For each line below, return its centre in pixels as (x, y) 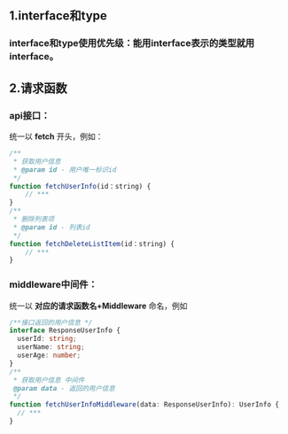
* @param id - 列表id (51, 227)
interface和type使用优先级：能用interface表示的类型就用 (132, 43)
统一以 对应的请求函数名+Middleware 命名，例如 (98, 306)
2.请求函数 (39, 88)
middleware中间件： (53, 284)
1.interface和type (58, 16)
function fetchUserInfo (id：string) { (80, 186)
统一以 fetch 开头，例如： (56, 136)
